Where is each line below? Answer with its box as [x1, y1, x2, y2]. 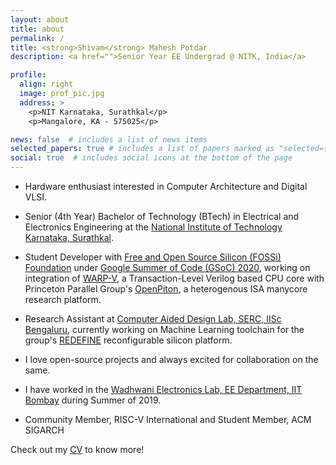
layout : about [10, 14, 70, 25]
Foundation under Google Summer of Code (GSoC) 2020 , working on [24, 262, 311, 273]
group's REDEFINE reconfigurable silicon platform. [24, 334, 233, 346]
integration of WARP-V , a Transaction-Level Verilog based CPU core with [24, 272, 325, 284]
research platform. [24, 294, 102, 305]
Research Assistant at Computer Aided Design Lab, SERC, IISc [24, 313, 282, 325]
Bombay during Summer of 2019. [24, 394, 162, 406]
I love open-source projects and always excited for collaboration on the [24, 354, 319, 365]
